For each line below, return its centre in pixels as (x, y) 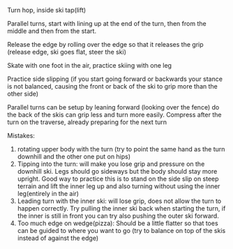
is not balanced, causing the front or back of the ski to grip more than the (112, 86)
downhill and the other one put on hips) (74, 157)
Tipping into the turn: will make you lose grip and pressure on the (111, 164)
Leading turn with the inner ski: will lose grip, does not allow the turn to (119, 201)
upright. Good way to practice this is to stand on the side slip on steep (118, 179)
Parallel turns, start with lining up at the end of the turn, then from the (107, 23)
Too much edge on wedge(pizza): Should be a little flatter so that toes (118, 223)
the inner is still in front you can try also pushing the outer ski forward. (118, 216)
